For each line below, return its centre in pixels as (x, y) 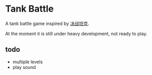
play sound (24, 67)
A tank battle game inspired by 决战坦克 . (47, 23)
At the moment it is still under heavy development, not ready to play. (77, 33)
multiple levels (28, 62)
